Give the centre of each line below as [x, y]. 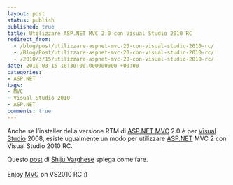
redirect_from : [29, 40]
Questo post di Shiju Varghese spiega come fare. [78, 159]
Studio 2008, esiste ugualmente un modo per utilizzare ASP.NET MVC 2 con [117, 138]
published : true [31, 27]
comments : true [29, 111]
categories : [24, 72]
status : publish [31, 20]
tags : [15, 85]
